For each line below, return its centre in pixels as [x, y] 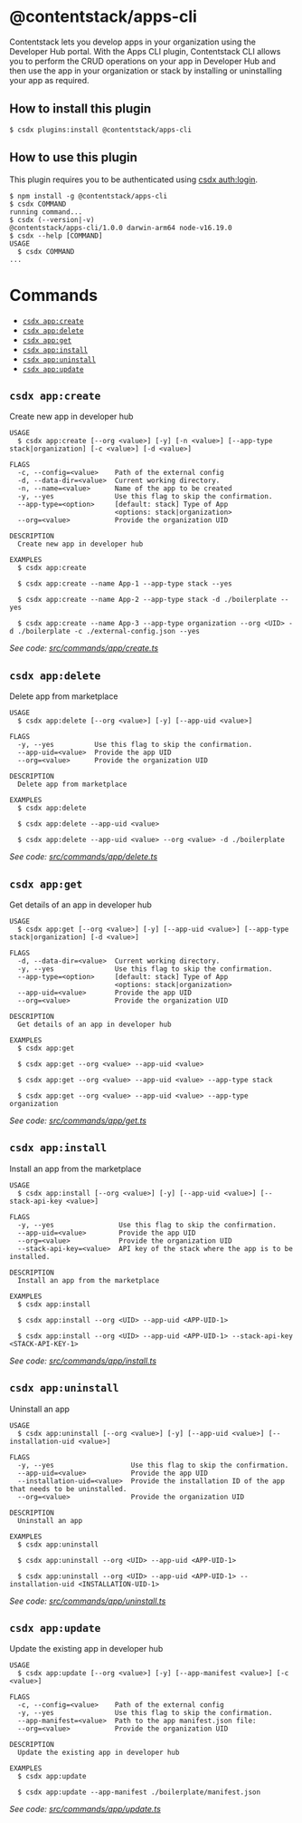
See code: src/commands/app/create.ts [84, 648]
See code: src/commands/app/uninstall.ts [88, 1601]
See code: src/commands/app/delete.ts [84, 857]
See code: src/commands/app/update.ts [85, 1809]
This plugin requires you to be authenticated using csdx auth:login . [134, 179]
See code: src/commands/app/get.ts [78, 1120]
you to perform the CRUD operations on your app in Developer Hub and [142, 61]
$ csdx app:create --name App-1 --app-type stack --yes [125, 584]
